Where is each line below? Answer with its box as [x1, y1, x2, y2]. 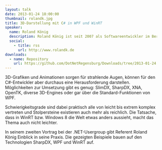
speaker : [5, 25, 23, 30]
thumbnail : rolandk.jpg [5, 16, 53, 21]
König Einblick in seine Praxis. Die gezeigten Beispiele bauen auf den [5, 134, 142, 140]
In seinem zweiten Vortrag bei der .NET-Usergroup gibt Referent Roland [5, 129, 148, 135]
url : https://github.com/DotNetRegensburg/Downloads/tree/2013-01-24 [13, 61, 157, 66]
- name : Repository [9, 57, 49, 61]
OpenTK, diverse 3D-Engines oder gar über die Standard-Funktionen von [5, 90, 150, 96]
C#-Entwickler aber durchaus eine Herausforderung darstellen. [5, 79, 131, 85]
